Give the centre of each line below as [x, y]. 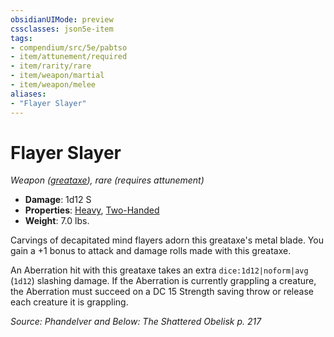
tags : [21, 38]
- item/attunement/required [69, 57]
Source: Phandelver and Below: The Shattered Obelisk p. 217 [136, 322]
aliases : [28, 94]
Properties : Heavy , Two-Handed [92, 210]
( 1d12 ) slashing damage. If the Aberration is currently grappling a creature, [163, 281]
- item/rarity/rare [51, 66]
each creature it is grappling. [69, 302]
